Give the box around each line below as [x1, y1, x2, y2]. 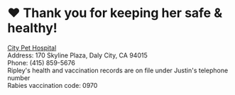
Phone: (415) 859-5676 [7, 58, 76, 67]
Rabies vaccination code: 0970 [7, 81, 98, 89]
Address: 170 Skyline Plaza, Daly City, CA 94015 [7, 51, 148, 60]
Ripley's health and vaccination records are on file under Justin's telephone [7, 66, 229, 74]
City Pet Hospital [7, 43, 57, 52]
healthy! [7, 20, 58, 36]
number [7, 73, 31, 82]
